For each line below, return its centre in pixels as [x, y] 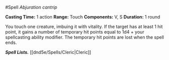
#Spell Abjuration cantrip [31, 7]
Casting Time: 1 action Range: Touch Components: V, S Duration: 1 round [83, 17]
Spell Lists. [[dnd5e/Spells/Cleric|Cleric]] [48, 52]
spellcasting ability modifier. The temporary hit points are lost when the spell [84, 37]
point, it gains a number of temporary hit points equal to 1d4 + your [75, 32]
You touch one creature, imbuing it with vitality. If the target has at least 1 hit [84, 26]
